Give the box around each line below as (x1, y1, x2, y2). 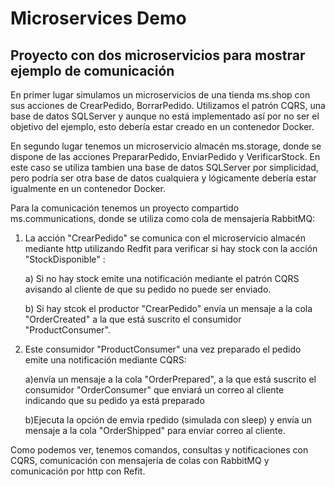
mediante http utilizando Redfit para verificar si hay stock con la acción (24, 243, 318, 254)
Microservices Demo (10, 7, 187, 30)
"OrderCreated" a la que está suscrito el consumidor (24, 313, 242, 325)
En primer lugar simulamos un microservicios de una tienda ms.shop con (10, 89, 311, 101)
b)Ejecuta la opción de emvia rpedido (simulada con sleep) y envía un (24, 414, 313, 426)
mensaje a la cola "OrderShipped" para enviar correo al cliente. (24, 425, 286, 436)
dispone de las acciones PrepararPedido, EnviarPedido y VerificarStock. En (10, 151, 321, 162)
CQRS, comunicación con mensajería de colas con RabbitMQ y (10, 455, 270, 466)
